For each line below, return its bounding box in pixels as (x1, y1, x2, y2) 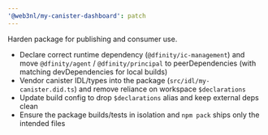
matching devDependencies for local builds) (19, 66, 168, 77)
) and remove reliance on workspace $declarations (74, 84, 246, 94)
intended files (19, 118, 66, 128)
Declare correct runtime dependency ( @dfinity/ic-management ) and (19, 49, 245, 59)
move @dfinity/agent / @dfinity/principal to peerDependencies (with (19, 58, 257, 68)
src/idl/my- (169, 77, 210, 85)
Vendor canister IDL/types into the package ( (19, 75, 171, 85)
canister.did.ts (19, 86, 75, 94)
